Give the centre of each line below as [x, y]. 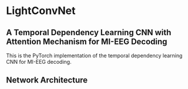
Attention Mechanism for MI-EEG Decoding [87, 41]
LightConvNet [41, 11]
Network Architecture [47, 80]
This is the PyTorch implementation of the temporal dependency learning [94, 56]
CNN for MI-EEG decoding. [39, 62]
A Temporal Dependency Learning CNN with [89, 32]
